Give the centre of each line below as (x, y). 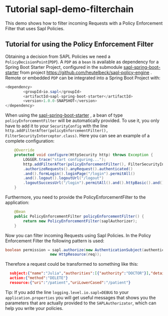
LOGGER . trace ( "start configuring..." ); (65, 159)
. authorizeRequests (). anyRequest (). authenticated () (78, 169)
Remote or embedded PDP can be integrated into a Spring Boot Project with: (83, 78)
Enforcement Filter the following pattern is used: (55, 241)
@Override (24, 150)
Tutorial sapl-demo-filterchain (69, 9)
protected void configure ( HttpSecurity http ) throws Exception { (84, 155)
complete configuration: (30, 141)
